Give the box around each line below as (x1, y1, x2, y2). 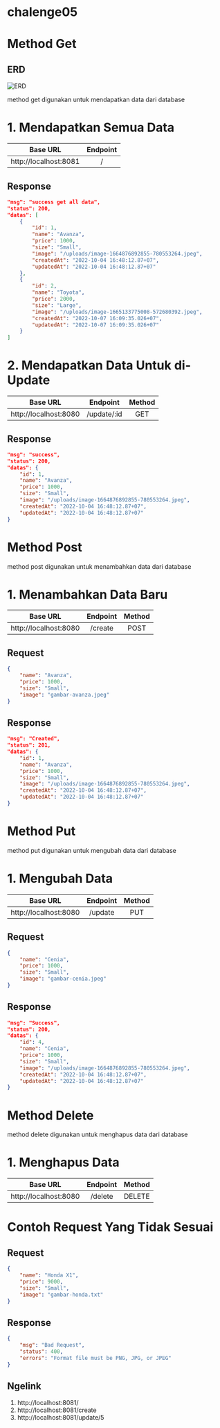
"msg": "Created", (7, 736, 60, 742)
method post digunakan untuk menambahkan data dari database (7, 562, 192, 570)
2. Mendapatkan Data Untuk (7, 358, 172, 374)
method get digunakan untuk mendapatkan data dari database (7, 95, 185, 104)
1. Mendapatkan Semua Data (7, 119, 175, 135)
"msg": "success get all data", (7, 199, 100, 206)
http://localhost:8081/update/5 (17, 1413, 104, 1422)
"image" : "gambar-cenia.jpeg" (19, 975, 107, 983)
